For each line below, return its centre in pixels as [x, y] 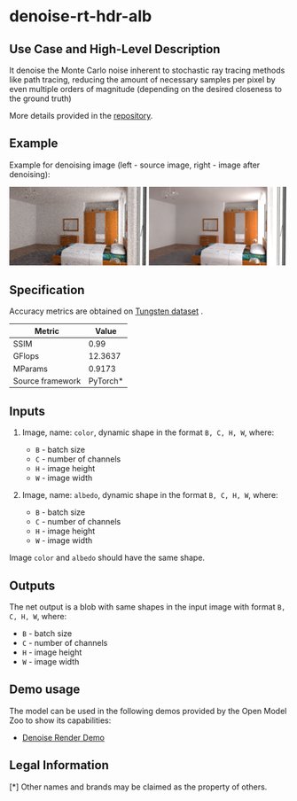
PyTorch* [106, 381]
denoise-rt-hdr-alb [81, 16]
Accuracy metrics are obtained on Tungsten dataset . [106, 311]
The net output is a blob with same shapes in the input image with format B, [148, 607]
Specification [47, 290]
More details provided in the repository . [81, 116]
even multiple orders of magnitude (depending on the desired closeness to [145, 89]
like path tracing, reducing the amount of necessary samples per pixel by [143, 80]
